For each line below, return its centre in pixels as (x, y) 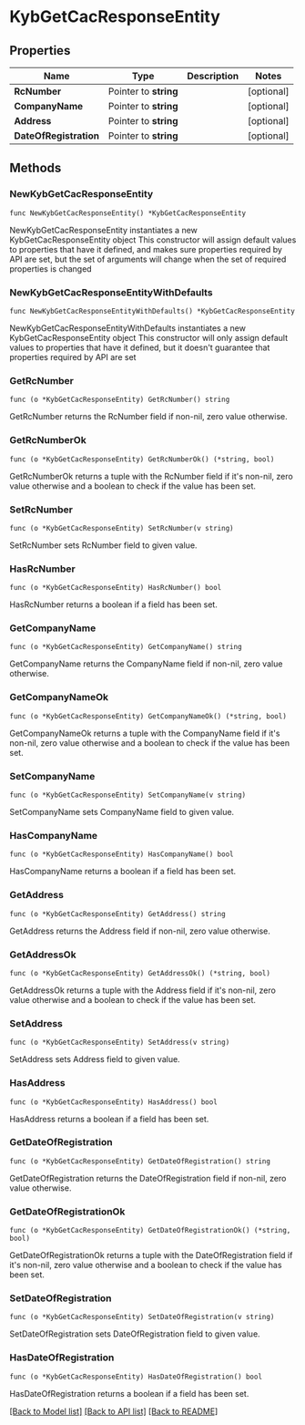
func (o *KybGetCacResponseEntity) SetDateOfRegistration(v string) (142, 1317)
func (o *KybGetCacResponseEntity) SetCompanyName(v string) (128, 795)
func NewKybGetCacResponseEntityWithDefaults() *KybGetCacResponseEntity (152, 311)
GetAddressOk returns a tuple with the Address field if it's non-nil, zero (142, 990)
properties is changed (51, 268)
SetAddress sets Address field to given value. (95, 1059)
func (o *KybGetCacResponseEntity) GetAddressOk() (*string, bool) (140, 973)
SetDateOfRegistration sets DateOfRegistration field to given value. (135, 1334)
